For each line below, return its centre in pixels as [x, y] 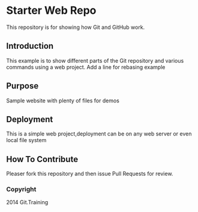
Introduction [30, 46]
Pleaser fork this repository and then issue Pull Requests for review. [90, 174]
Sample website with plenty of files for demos [63, 101]
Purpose [22, 86]
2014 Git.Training [27, 202]
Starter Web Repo [51, 11]
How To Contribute [42, 159]
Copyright [21, 189]
